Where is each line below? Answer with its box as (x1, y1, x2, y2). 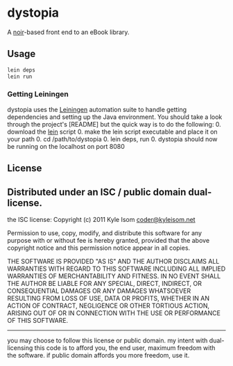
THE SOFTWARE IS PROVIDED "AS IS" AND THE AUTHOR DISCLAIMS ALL (7, 257, 220, 265)
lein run (7, 73, 33, 80)
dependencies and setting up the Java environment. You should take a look (7, 113, 223, 121)
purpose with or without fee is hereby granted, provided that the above (7, 237, 210, 244)
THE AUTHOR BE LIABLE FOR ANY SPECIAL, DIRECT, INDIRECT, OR (7, 280, 202, 287)
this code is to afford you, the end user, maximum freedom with (34, 344, 216, 352)
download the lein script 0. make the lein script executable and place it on (7, 127, 218, 136)
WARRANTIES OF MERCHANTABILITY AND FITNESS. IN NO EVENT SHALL (7, 272, 221, 280)
